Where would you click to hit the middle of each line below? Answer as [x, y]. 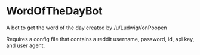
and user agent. [26, 45]
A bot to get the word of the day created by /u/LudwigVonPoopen [87, 27]
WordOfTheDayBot [54, 11]
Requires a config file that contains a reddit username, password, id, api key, [100, 39]
